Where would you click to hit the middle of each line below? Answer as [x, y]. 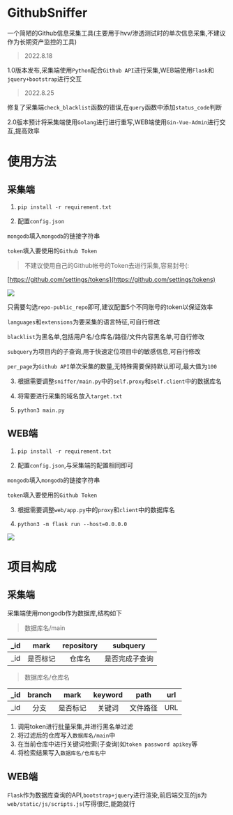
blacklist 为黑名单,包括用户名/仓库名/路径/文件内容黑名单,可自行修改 [106, 336]
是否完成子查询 [129, 659]
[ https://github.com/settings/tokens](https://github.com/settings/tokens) [112, 279]
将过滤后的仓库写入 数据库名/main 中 [66, 735]
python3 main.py [41, 410]
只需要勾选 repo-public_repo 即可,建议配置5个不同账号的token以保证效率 [110, 307]
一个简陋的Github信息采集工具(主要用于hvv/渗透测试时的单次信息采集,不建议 [116, 33]
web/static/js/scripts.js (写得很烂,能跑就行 [71, 803]
